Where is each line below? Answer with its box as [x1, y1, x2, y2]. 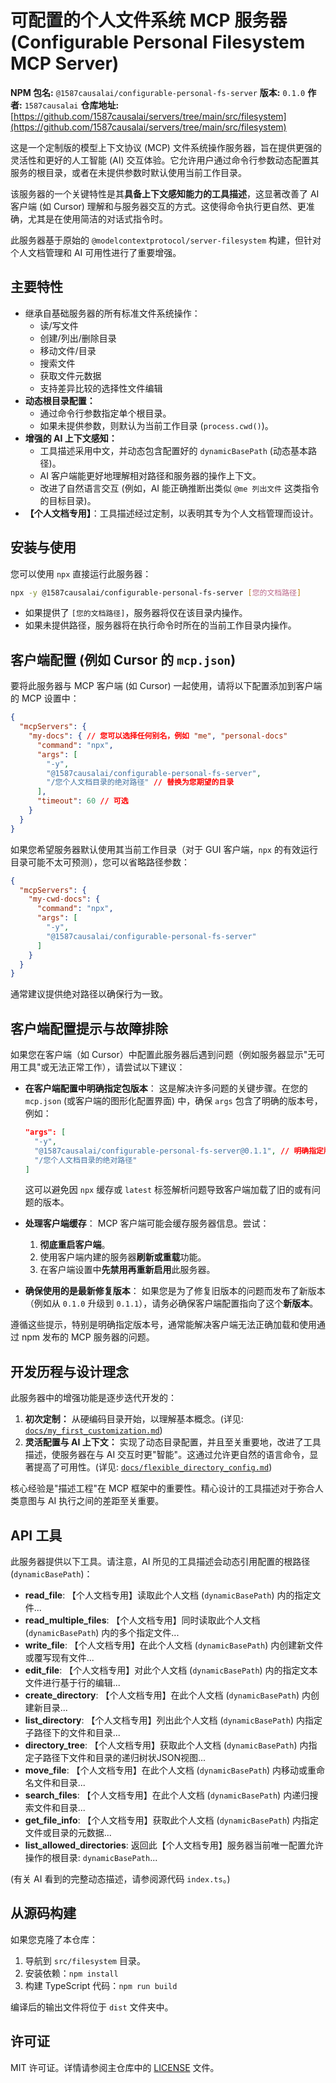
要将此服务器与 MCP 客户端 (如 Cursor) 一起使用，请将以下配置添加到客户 [10, 680, 314, 692]
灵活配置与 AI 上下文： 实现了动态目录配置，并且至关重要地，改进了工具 [24, 1436, 322, 1448]
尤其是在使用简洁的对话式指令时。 [27, 212, 168, 225]
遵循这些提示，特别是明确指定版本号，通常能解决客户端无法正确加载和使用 [10, 1319, 317, 1331]
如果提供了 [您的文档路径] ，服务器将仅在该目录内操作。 [24, 607, 248, 619]
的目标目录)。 [39, 494, 97, 506]
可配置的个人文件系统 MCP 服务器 [10, 9, 288, 32]
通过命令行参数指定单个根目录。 [39, 407, 172, 419]
